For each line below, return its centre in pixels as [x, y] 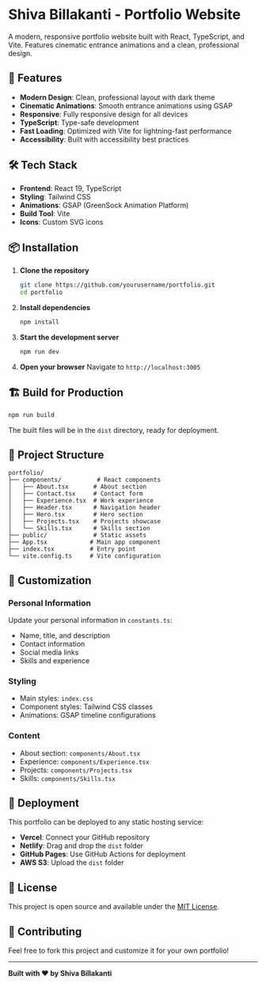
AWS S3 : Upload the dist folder [72, 863]
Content [25, 736]
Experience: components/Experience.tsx [84, 761]
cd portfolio [41, 293]
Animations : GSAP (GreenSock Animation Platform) [104, 205]
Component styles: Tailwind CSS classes [86, 707]
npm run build [32, 415]
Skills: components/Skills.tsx [68, 778]
